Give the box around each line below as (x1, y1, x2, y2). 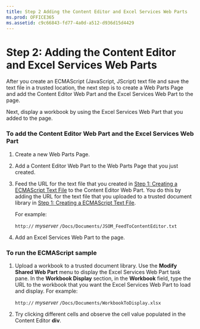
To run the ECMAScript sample (6, 249, 97, 257)
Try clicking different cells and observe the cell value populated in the (14, 311, 186, 318)
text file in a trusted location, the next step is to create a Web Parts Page (6, 84, 183, 91)
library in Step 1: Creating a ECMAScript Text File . (14, 199, 136, 206)
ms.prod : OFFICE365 (6, 14, 55, 20)
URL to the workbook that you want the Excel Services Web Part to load (14, 281, 191, 288)
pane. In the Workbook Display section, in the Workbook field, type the (14, 275, 192, 282)
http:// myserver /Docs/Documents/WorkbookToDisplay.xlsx (14, 299, 161, 306)
